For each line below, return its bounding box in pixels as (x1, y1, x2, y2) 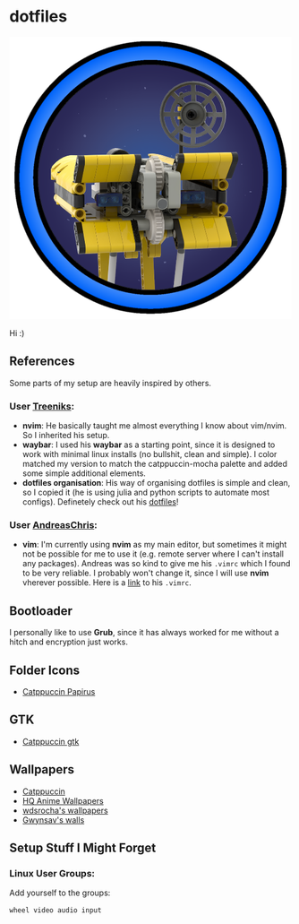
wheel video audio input (9, 906, 102, 915)
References (9, 354, 75, 369)
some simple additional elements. (21, 468, 146, 479)
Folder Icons (9, 662, 81, 678)
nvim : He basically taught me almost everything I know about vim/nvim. (21, 420, 287, 431)
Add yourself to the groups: (9, 887, 111, 898)
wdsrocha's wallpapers (21, 805, 109, 816)
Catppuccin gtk (21, 736, 80, 747)
